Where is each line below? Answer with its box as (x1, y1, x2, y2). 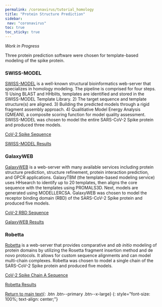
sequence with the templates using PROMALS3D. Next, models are (5, 185, 139, 190)
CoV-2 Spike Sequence (5, 132, 52, 137)
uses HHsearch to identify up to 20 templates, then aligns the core (5, 179, 138, 185)
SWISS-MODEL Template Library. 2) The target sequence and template (5, 96, 147, 102)
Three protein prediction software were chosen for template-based (5, 52, 139, 58)
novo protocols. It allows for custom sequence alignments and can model (5, 252, 151, 258)
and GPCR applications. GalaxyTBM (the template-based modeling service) (5, 174, 155, 180)
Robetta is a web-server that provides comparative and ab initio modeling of (5, 242, 157, 248)
